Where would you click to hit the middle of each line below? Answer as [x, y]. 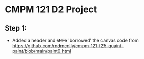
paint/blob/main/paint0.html [42, 51]
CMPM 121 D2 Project [51, 9]
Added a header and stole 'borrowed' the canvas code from [75, 40]
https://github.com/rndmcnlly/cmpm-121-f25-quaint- [68, 46]
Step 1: [16, 28]
